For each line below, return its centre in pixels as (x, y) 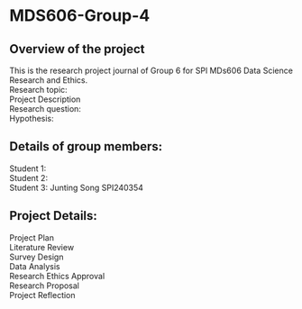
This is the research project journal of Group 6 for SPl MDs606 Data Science (151, 70)
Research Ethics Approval (57, 276)
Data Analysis (35, 266)
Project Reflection (42, 295)
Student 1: (28, 168)
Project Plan (32, 237)
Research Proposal (44, 286)
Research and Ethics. (49, 80)
